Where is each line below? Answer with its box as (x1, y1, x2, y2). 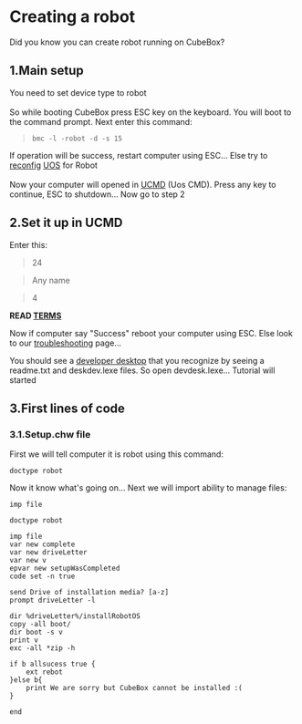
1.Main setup (9, 63, 84, 78)
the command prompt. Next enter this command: (9, 116, 193, 127)
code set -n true (9, 572, 76, 581)
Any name (31, 274, 70, 285)
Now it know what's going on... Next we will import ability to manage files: (9, 482, 287, 493)
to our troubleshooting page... (9, 337, 121, 348)
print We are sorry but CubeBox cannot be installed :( (26, 684, 244, 693)
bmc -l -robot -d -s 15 (31, 134, 123, 143)
